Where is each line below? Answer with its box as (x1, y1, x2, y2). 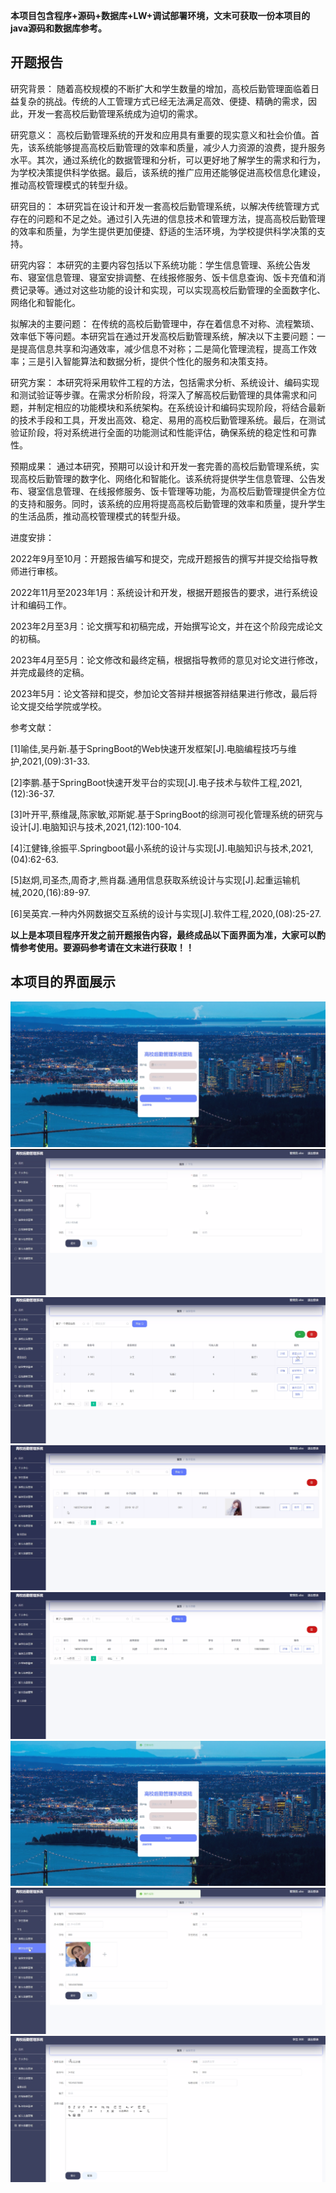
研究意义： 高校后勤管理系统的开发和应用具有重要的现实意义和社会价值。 (10, 129, 311, 141)
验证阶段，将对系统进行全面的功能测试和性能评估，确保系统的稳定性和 (10, 426, 300, 438)
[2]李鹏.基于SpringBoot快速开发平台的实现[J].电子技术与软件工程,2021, (10, 776, 303, 788)
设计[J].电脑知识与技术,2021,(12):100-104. (10, 820, 182, 833)
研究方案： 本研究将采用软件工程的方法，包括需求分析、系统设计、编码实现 (10, 376, 320, 388)
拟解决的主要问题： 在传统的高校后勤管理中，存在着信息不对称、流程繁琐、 (10, 317, 320, 329)
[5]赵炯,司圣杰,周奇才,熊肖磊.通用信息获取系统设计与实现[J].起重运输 (10, 874, 292, 886)
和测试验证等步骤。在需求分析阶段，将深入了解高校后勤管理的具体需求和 (10, 389, 308, 401)
